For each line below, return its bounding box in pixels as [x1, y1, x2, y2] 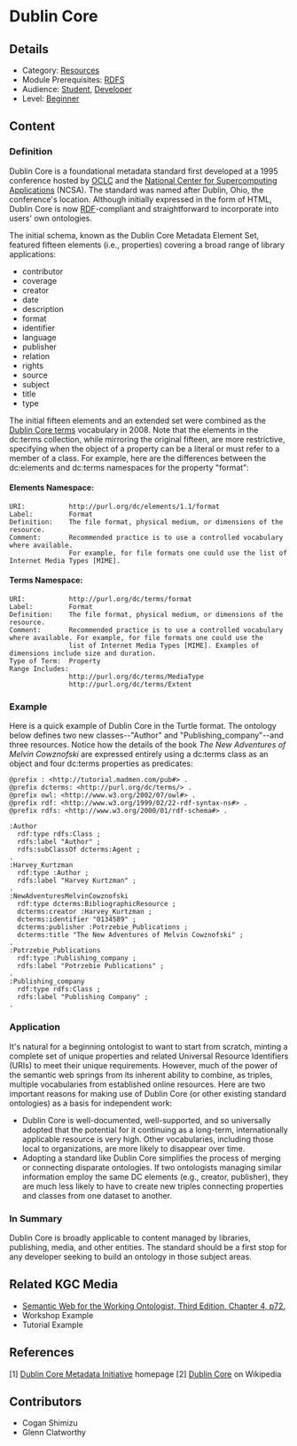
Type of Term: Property [9, 657, 101, 666]
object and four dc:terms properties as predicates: [9, 758, 193, 769]
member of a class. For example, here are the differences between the [9, 452, 267, 463]
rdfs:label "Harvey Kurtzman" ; [17, 876, 137, 886]
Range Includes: [9, 665, 69, 674]
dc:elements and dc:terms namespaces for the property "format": [9, 462, 250, 473]
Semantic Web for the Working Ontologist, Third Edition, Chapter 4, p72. [21, 1301, 286, 1311]
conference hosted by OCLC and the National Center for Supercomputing [9, 175, 277, 185]
